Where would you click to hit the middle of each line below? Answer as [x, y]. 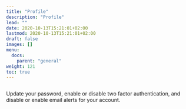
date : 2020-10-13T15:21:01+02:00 [47, 28]
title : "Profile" [27, 11]
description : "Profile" [35, 17]
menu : [13, 50]
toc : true [18, 72]
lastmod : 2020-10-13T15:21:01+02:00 [51, 34]
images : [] [19, 45]
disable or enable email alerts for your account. [63, 100]
